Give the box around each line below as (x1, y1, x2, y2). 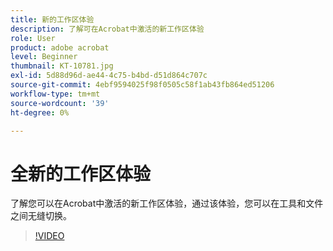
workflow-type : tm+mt (10, 89, 101, 99)
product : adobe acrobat (10, 42, 110, 53)
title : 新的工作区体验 (10, 14, 95, 25)
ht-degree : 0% (10, 107, 70, 118)
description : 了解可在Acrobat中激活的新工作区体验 (10, 24, 205, 34)
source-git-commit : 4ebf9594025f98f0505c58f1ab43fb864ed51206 (10, 80, 275, 90)
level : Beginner (10, 52, 78, 62)
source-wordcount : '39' (10, 98, 110, 108)
